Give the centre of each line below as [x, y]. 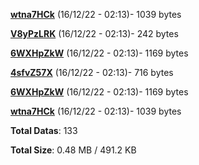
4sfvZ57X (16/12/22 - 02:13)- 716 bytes [92, 72]
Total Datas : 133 [44, 130]
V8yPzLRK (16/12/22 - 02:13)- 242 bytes [94, 33]
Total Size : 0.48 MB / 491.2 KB [73, 150]
